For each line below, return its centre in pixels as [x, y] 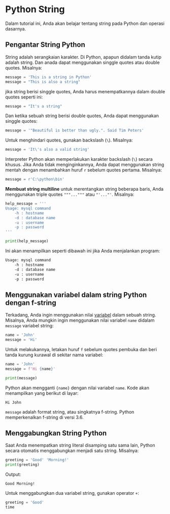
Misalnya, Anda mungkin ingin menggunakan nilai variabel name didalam [80, 320]
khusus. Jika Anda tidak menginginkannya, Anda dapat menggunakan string [85, 165]
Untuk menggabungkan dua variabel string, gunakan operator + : [72, 493]
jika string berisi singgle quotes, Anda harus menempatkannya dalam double [85, 91]
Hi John [13, 402]
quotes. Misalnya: [24, 67]
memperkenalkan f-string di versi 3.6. [44, 417]
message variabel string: [30, 326]
